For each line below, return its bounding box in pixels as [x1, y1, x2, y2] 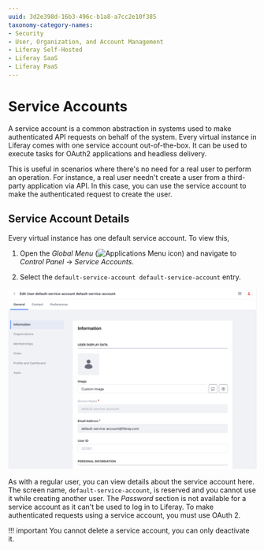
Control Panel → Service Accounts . [19, 256, 134, 266]
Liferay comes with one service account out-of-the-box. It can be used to [8, 140, 247, 150]
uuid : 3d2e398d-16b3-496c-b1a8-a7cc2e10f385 [8, 13, 157, 21]
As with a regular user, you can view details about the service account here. [8, 477, 255, 487]
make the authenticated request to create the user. [8, 189, 173, 199]
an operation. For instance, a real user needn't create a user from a [8, 172, 226, 181]
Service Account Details [8, 212, 130, 226]
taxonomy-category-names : [8, 21, 93, 29]
